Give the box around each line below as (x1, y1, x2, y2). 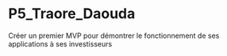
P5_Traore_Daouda (8, 5, 136, 23)
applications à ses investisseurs (8, 39, 113, 48)
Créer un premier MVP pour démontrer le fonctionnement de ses (8, 31, 220, 40)
